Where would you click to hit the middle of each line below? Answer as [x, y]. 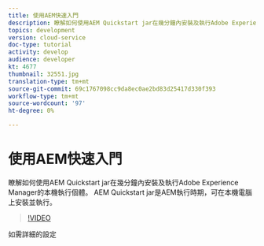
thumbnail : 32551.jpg [44, 74]
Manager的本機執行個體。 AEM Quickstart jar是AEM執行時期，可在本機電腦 [130, 192]
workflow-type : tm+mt [44, 96]
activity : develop [38, 52]
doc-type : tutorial [40, 45]
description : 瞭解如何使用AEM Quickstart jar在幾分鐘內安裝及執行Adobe [118, 23]
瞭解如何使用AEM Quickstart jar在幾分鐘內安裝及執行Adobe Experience [123, 182]
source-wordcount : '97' [47, 103]
